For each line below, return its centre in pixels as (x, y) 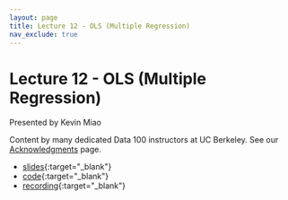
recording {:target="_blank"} (74, 186)
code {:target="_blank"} (65, 177)
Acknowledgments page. (55, 150)
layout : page (34, 17)
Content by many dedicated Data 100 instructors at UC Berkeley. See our (144, 140)
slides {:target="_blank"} (67, 167)
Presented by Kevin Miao (55, 123)
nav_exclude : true (44, 34)
